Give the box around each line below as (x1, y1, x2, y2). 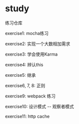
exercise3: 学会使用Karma (5, 51, 58, 57)
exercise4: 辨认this (5, 62, 43, 67)
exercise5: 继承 (5, 72, 36, 78)
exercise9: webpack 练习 (5, 93, 56, 99)
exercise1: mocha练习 (5, 30, 49, 36)
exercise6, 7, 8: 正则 (5, 82, 46, 89)
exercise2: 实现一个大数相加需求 (5, 40, 70, 47)
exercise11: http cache (5, 113, 50, 119)
